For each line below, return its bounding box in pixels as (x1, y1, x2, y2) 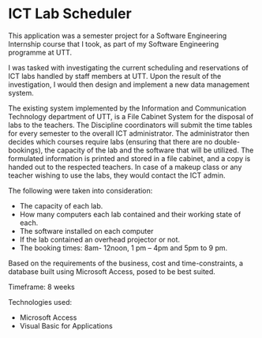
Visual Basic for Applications (19, 321, 113, 330)
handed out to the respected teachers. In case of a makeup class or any (8, 162, 242, 171)
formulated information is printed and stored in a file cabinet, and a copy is (8, 153, 251, 163)
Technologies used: (8, 297, 73, 306)
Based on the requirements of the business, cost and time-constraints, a (8, 258, 243, 268)
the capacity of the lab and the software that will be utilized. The (44, 145, 254, 155)
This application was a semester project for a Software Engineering (8, 31, 227, 40)
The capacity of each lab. (19, 201, 103, 210)
